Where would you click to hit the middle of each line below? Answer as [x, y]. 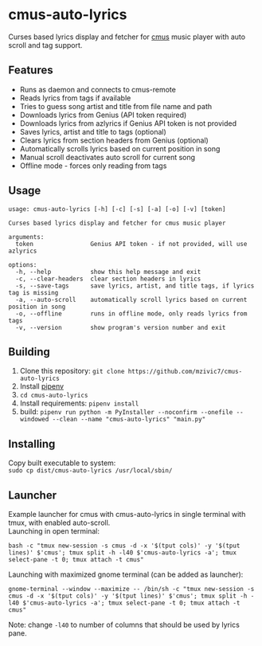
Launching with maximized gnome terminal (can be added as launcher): [126, 574]
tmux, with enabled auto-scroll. [59, 523]
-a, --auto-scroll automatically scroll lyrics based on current [131, 300]
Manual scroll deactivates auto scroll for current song [108, 157]
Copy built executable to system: [62, 463]
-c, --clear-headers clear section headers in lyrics [108, 279]
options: [23, 264]
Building [29, 352]
